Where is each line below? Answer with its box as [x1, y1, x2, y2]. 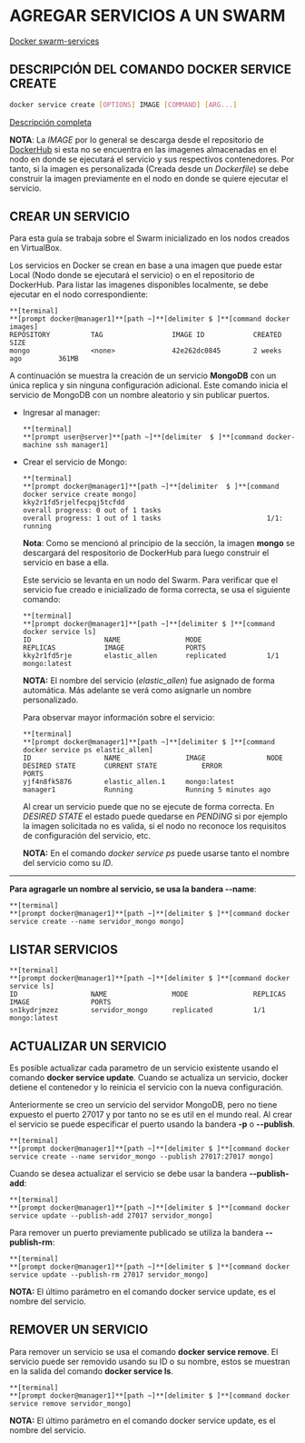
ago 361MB [9, 354, 79, 363]
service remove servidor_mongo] [9, 1398, 132, 1408]
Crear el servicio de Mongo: [22, 456, 127, 468]
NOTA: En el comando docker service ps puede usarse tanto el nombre [22, 848, 290, 859]
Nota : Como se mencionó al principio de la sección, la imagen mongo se [22, 538, 295, 549]
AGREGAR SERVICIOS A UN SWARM [9, 5, 286, 26]
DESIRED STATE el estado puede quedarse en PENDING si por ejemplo [22, 811, 288, 822]
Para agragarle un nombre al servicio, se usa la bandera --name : [9, 883, 257, 895]
